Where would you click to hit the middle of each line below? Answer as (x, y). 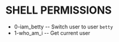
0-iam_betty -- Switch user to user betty (63, 27)
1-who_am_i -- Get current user (52, 33)
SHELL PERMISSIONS (59, 10)
